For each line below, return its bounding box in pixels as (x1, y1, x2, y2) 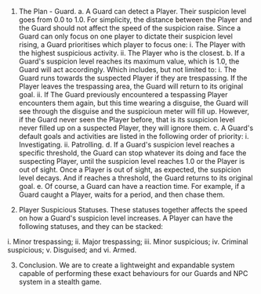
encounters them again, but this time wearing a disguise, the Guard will (18, 98, 248, 107)
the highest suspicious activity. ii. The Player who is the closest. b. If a (18, 49, 245, 57)
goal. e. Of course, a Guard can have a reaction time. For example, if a (18, 182, 245, 191)
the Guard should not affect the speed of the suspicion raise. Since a (18, 24, 241, 32)
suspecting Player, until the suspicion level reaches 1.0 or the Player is (18, 157, 245, 165)
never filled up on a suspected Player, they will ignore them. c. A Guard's (18, 123, 254, 132)
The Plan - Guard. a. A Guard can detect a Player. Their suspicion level (18, 7, 247, 16)
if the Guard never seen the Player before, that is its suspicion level (18, 115, 235, 124)
